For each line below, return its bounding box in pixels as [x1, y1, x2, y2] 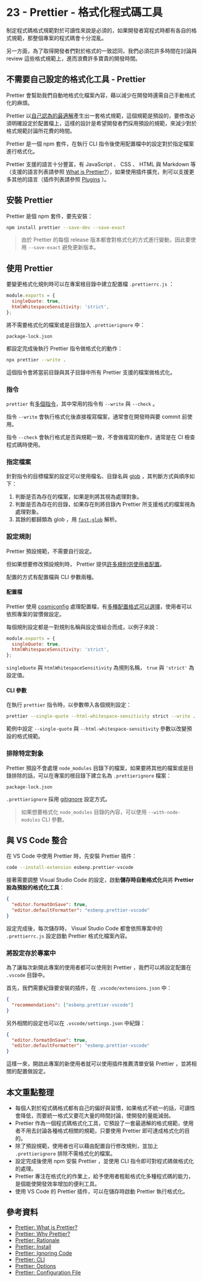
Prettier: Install [14, 1243, 51, 1250]
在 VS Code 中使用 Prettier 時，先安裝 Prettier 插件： [6, 853, 137, 860]
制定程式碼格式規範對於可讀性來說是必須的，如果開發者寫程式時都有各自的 [6, 27, 192, 34]
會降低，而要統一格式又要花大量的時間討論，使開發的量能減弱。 [14, 1112, 174, 1119]
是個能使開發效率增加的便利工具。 [14, 1180, 100, 1187]
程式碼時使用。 [6, 441, 43, 448]
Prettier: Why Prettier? [14, 1230, 71, 1237]
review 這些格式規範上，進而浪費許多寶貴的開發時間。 [6, 55, 141, 62]
